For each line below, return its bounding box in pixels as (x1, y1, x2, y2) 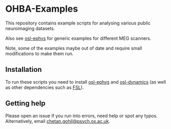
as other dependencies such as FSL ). (5, 84, 84, 90)
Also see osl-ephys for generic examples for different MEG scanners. (5, 35, 152, 41)
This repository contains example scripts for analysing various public (5, 20, 151, 26)
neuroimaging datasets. (5, 25, 55, 31)
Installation (5, 65, 42, 74)
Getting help (5, 99, 46, 108)
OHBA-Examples (5, 3, 78, 15)
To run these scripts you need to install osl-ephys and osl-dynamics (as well (5, 79, 166, 85)
